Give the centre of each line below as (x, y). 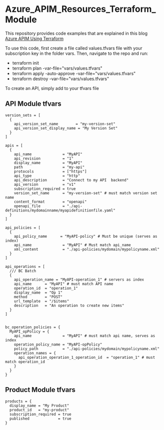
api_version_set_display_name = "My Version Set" (66, 128)
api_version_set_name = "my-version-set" (65, 124)
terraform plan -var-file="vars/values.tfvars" (57, 68)
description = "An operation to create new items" (69, 305)
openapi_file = (39, 206)
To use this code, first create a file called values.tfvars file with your (74, 48)
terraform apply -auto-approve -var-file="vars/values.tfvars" (74, 73)
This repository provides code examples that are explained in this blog (76, 33)
